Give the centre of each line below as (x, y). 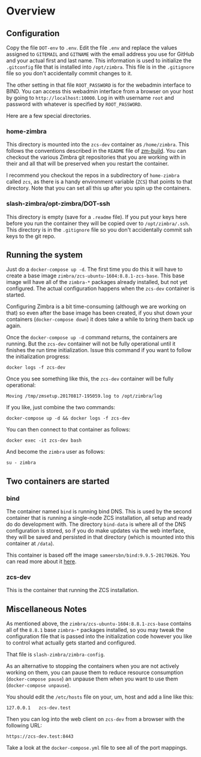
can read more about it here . (41, 561)
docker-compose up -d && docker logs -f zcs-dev (68, 419)
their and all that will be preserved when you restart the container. (88, 164)
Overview (31, 11)
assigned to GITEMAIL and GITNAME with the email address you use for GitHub (100, 54)
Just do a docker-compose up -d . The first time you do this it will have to (94, 270)
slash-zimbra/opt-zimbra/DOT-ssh (58, 204)
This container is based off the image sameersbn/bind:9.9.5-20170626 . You (98, 555)
